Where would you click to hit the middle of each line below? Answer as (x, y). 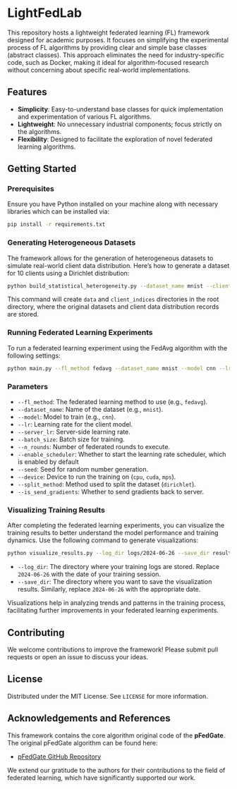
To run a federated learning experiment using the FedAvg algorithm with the (117, 348)
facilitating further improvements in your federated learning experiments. (113, 611)
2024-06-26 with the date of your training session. (89, 574)
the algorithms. (39, 131)
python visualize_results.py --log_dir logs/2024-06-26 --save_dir (109, 553)
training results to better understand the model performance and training (113, 533)
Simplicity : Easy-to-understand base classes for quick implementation (120, 109)
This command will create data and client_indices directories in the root (113, 299)
